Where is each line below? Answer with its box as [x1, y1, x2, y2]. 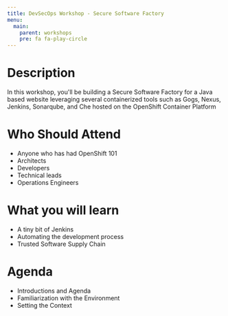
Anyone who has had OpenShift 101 [16, 149, 117, 157]
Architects [16, 157, 47, 165]
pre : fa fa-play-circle [19, 36, 88, 43]
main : [13, 23, 30, 30]
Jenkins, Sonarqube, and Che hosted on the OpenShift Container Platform [7, 102, 216, 111]
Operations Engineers [16, 179, 79, 186]
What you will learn [7, 203, 119, 218]
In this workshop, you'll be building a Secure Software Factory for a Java [7, 88, 213, 96]
